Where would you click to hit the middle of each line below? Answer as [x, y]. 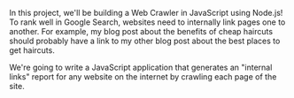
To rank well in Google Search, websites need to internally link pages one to [147, 22]
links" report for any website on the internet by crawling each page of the [143, 77]
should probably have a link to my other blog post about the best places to [145, 41]
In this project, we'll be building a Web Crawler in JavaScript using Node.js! [146, 13]
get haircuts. [32, 50]
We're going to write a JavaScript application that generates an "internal [141, 67]
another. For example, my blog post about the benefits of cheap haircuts [141, 31]
